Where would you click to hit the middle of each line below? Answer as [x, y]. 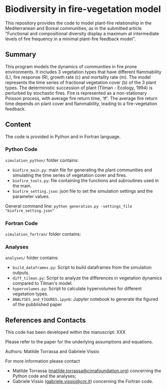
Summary [21, 55]
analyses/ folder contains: [32, 258]
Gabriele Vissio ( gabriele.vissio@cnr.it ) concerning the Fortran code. [83, 382]
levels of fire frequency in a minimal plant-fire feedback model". [71, 39]
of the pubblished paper [37, 304]
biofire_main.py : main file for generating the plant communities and [82, 170]
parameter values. [31, 196]
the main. [22, 186]
